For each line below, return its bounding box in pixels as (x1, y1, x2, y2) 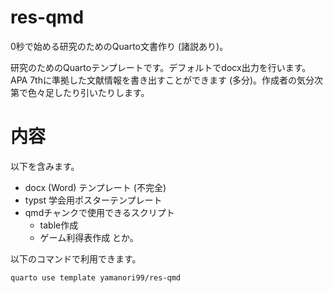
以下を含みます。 (10, 160, 80, 172)
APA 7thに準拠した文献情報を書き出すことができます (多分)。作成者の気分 (10, 74, 315, 86)
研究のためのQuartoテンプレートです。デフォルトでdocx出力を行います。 (10, 61, 312, 73)
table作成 (39, 219, 79, 231)
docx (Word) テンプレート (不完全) (24, 181, 167, 193)
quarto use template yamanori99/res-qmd (10, 272, 182, 283)
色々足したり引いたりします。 (27, 86, 150, 98)
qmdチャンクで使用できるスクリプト (24, 206, 175, 218)
